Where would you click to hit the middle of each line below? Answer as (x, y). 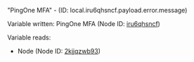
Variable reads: (29, 37)
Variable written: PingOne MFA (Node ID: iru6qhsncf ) (84, 24)
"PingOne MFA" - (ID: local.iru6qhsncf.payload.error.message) (97, 10)
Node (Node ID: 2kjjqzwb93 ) (59, 51)
